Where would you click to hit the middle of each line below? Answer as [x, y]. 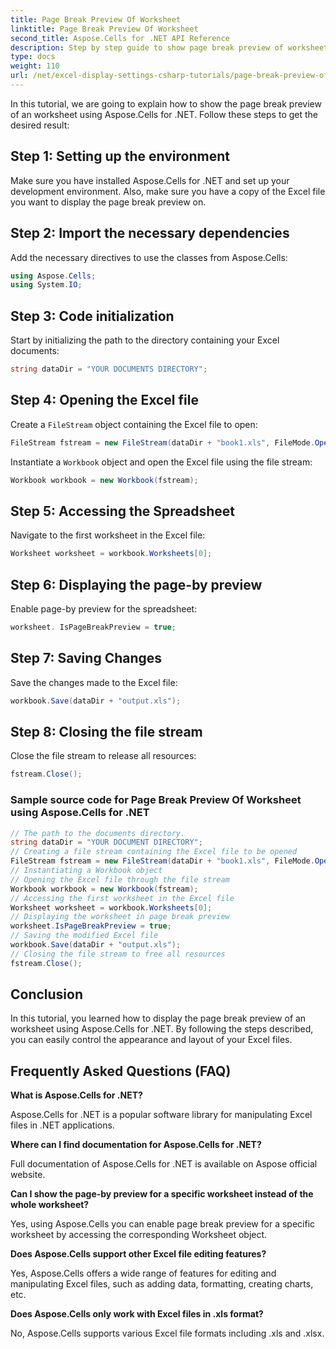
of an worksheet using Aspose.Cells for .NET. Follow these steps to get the [164, 114]
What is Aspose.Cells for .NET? [76, 1095]
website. [28, 1175]
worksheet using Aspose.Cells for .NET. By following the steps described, [162, 1029]
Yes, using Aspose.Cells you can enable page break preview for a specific [163, 1224]
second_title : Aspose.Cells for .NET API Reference [120, 38]
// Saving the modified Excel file [84, 936]
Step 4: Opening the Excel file [104, 400]
